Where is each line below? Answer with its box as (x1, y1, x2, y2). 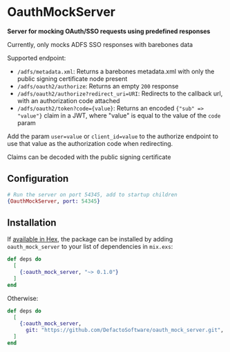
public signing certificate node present (17, 74, 128, 83)
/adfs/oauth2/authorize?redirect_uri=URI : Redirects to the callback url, (17, 89, 223, 98)
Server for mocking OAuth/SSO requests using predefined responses (7, 27, 211, 35)
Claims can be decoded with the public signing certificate (7, 153, 171, 161)
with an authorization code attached (17, 96, 120, 104)
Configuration (7, 173, 69, 185)
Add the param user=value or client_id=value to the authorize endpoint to (7, 132, 219, 140)
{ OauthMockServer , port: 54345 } (7, 198, 100, 205)
